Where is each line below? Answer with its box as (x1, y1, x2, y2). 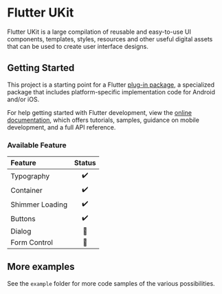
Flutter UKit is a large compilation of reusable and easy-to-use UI (7, 28, 191, 36)
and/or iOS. (7, 95, 40, 103)
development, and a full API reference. (7, 123, 116, 132)
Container (10, 185, 43, 195)
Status (74, 158, 96, 168)
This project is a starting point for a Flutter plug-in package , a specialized (7, 81, 215, 89)
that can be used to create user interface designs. (7, 42, 149, 50)
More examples (7, 261, 75, 273)
